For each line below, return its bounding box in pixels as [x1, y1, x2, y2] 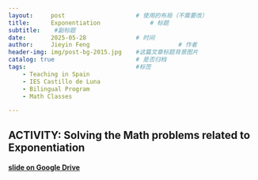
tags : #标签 [8, 63, 152, 71]
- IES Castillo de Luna [22, 77, 101, 85]
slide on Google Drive [8, 163, 81, 172]
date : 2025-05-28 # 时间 [8, 33, 155, 42]
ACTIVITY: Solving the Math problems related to [8, 128, 251, 142]
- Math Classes [22, 92, 73, 100]
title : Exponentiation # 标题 [8, 19, 169, 27]
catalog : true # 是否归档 [8, 56, 167, 64]
